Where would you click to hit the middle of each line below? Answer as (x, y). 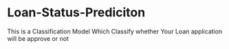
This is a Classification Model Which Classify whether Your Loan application (115, 31)
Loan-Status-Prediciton (76, 13)
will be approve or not (38, 38)
